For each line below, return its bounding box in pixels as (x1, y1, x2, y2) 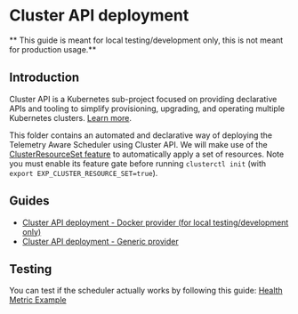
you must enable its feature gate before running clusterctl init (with (9, 157, 267, 169)
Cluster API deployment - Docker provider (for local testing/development (21, 217, 289, 228)
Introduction (9, 70, 80, 85)
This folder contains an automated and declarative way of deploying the (9, 130, 273, 141)
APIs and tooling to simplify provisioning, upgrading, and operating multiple (9, 103, 286, 114)
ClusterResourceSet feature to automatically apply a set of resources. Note (9, 149, 285, 159)
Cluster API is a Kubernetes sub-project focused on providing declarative (9, 93, 278, 104)
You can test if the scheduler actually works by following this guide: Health (9, 286, 283, 296)
